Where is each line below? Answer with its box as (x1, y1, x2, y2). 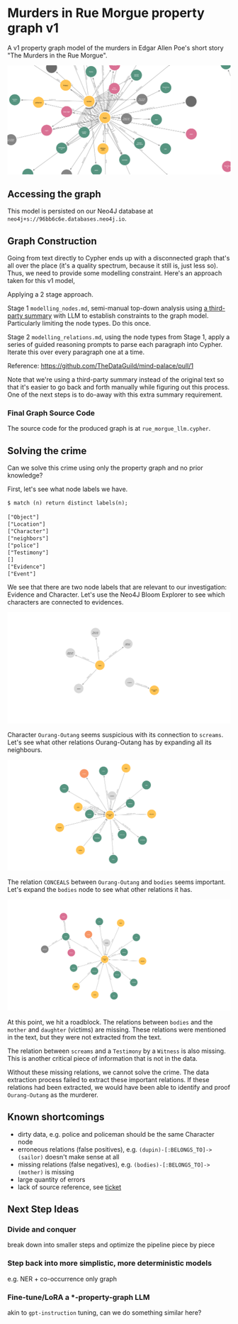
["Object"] (7, 514, 40, 521)
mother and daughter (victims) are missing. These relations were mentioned (7, 1025, 227, 1034)
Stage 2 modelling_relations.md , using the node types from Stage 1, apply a (7, 333, 230, 341)
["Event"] (7, 570, 37, 578)
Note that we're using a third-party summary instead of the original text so (7, 375, 225, 384)
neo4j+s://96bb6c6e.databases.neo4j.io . (7, 214, 127, 223)
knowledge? (7, 471, 43, 480)
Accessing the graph (7, 188, 101, 200)
